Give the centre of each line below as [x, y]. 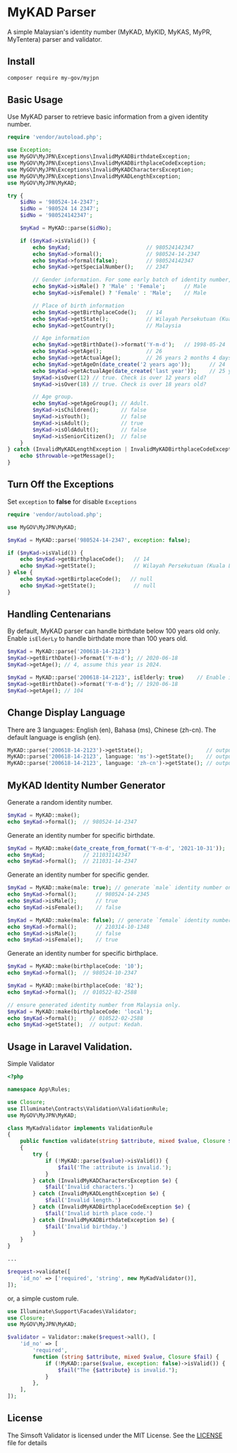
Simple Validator [31, 1064]
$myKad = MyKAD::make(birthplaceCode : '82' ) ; [75, 986]
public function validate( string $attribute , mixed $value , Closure [123, 1141]
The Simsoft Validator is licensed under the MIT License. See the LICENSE [115, 1435]
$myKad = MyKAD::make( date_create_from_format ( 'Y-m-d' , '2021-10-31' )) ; [116, 848]
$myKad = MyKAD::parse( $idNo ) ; [66, 228]
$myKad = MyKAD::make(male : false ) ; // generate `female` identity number [120, 920]
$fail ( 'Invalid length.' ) [83, 1200]
